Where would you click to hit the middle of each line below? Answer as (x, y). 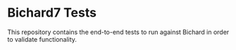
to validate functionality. (42, 39)
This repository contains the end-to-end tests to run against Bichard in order (118, 32)
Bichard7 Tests (52, 13)
